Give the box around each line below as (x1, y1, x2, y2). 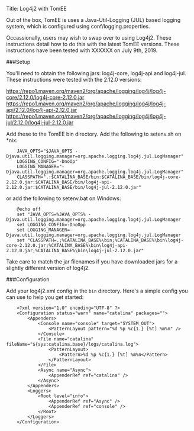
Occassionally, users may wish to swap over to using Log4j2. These (6, 34, 172, 41)
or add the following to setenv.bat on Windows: (6, 195, 121, 202)
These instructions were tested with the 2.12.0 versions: (6, 76, 142, 83)
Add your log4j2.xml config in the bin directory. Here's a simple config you (6, 287, 188, 294)
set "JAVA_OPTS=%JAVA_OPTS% (17, 211, 86, 217)
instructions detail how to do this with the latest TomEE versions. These (6, 41, 180, 47)
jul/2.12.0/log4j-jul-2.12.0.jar (6, 119, 74, 126)
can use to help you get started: (6, 294, 84, 301)
